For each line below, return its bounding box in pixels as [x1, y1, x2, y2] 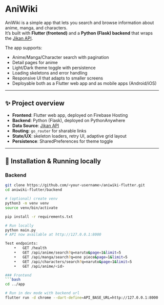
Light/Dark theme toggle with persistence [12, 65, 96, 71]
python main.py [5, 228, 36, 232]
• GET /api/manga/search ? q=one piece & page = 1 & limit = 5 [14, 254, 128, 259]
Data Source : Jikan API [12, 123, 60, 128]
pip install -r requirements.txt [5, 214, 73, 219]
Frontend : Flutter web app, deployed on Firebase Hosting [12, 112, 128, 118]
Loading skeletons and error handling [12, 70, 88, 76]
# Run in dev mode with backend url [5, 291, 80, 296]
